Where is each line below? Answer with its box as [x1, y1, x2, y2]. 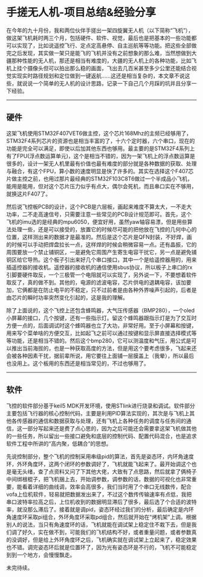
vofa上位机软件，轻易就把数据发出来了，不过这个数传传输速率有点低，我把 [6, 490, 192, 498]
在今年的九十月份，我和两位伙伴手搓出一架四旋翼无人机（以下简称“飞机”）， [6, 27, 194, 34]
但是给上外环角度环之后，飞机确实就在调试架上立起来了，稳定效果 [32, 536, 197, 543]
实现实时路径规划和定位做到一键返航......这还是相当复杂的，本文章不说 [11, 72, 185, 79]
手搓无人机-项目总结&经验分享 [6, 5, 156, 19]
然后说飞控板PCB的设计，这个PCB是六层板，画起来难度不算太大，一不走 [6, 203, 187, 210]
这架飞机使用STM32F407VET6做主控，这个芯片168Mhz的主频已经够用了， [6, 130, 192, 137]
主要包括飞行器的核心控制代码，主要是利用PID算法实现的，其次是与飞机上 [6, 409, 190, 417]
